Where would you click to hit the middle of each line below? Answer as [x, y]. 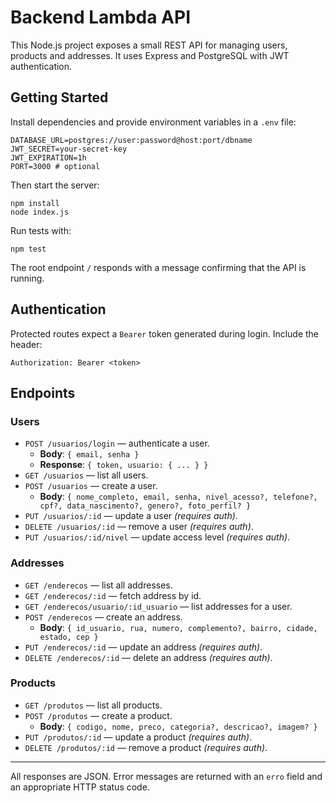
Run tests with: [41, 230]
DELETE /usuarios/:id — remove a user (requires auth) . [139, 527]
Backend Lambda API [100, 17]
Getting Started [59, 97]
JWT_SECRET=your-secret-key [69, 149]
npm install [35, 203]
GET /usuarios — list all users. [86, 475]
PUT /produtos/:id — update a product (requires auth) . [138, 737]
